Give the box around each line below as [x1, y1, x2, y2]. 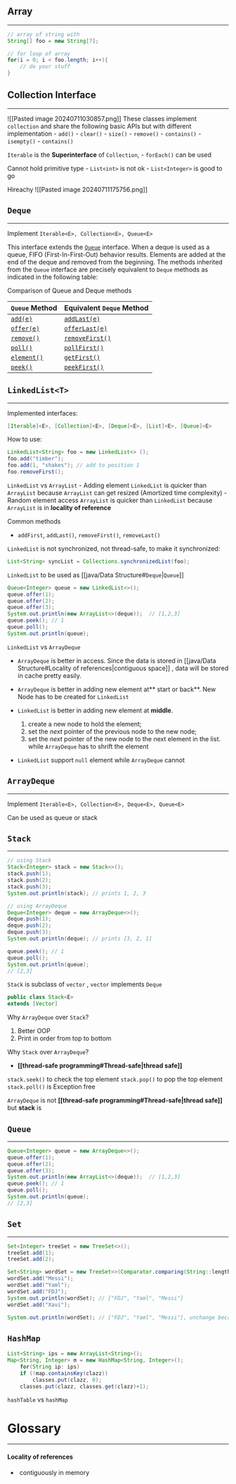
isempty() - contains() [7, 136, 74, 145]
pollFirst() [64, 344, 104, 352]
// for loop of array [7, 50, 71, 57]
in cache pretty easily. [17, 671, 82, 679]
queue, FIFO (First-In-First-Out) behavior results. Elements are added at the [7, 250, 226, 259]
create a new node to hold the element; [27, 719, 142, 728]
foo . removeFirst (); [7, 468, 65, 475]
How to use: [7, 435, 42, 444]
